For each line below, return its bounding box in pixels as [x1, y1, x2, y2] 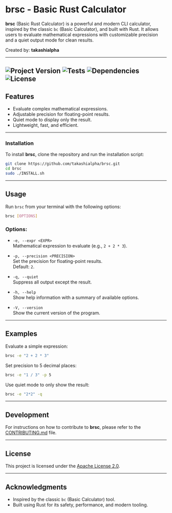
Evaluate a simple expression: [5, 343, 68, 349]
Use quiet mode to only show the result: [5, 382, 90, 388]
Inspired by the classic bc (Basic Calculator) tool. [12, 496, 116, 502]
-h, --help [12, 290, 36, 295]
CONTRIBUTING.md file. [5, 430, 57, 436]
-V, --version [12, 306, 43, 311]
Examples [5, 330, 37, 338]
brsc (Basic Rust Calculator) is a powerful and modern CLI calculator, [5, 21, 152, 27]
